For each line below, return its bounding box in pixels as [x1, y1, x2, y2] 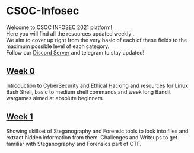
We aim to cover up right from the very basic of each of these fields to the [6, 36, 187, 43]
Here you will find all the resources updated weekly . [6, 30, 135, 37]
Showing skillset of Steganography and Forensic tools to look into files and [6, 128, 189, 135]
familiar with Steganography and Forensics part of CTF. [6, 140, 142, 147]
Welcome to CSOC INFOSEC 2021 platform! [6, 24, 113, 31]
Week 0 [6, 66, 36, 76]
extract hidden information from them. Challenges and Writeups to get [6, 133, 178, 141]
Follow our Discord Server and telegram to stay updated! [6, 49, 145, 56]
